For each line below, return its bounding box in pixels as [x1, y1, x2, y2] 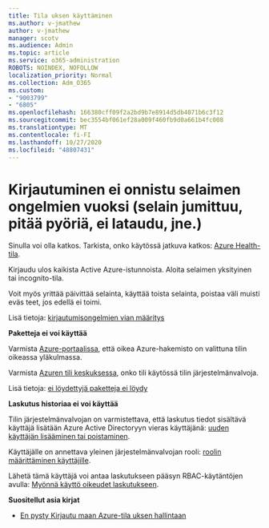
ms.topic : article [8, 49, 70, 57]
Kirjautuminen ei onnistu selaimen [8, 180, 242, 199]
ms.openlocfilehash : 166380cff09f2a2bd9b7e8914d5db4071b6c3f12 [8, 109, 224, 117]
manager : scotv [8, 34, 59, 42]
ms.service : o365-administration [8, 57, 120, 65]
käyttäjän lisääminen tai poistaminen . [8, 432, 130, 441]
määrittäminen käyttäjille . [8, 456, 91, 466]
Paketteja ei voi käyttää [8, 328, 88, 338]
